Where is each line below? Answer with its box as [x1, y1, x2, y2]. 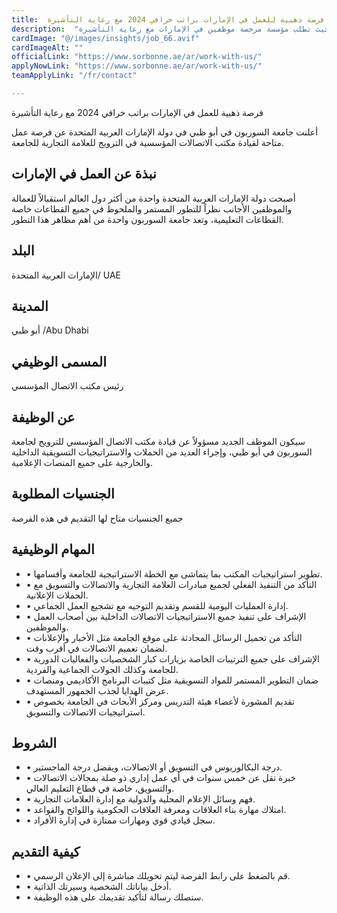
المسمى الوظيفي [11, 353, 107, 370]
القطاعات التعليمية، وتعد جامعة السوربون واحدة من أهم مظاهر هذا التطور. [11, 213, 284, 225]
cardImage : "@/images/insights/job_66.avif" [11, 33, 200, 43]
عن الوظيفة [11, 409, 76, 426]
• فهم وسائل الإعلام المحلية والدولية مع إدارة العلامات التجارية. [25, 793, 256, 805]
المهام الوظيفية [11, 541, 95, 558]
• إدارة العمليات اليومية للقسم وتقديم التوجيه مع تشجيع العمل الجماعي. [25, 599, 289, 611]
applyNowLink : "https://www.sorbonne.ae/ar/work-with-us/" [11, 61, 263, 71]
